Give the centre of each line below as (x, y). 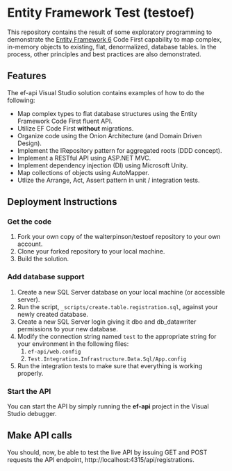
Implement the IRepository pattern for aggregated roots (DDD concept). (119, 150)
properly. (30, 373)
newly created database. (53, 314)
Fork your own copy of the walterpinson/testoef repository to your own (119, 237)
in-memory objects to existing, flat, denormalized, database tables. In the (112, 47)
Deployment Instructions (62, 202)
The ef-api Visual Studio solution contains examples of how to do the (106, 92)
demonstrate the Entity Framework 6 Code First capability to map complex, (115, 39)
